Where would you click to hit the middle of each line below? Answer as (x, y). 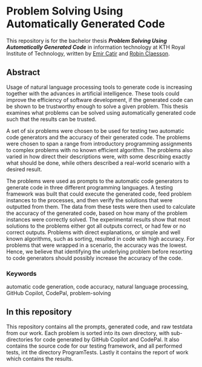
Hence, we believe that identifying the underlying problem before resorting (99, 251)
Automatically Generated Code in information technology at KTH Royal (96, 47)
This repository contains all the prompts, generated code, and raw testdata (99, 327)
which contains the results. (40, 359)
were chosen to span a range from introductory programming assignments (99, 144)
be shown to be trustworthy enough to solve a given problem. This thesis (97, 106)
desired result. (24, 169)
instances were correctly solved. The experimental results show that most (98, 219)
